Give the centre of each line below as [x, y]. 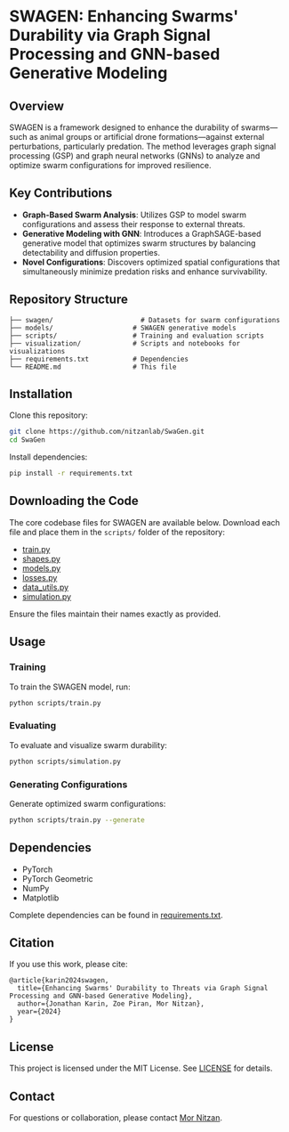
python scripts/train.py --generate [77, 820]
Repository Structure [69, 300]
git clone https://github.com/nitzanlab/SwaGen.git [107, 432]
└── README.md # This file [93, 367]
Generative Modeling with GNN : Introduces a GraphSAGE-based [141, 233]
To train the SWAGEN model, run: [70, 687]
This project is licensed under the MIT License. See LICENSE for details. [141, 1068]
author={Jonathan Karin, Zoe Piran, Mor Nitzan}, [111, 1004]
